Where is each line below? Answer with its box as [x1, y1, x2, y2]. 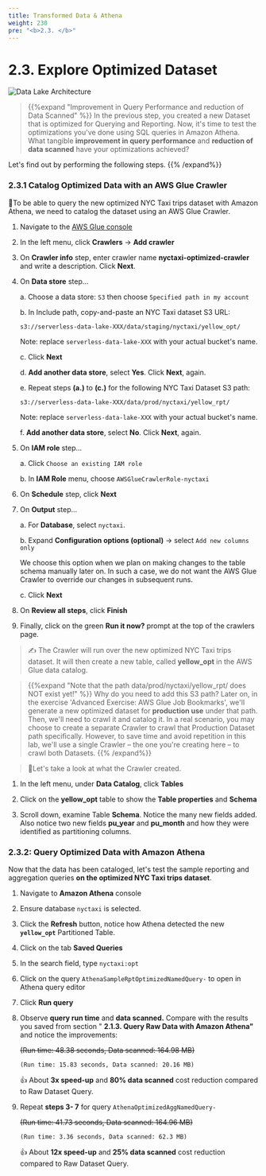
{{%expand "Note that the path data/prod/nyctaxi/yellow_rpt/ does [27, 681, 246, 690]
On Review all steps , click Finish [19, 605, 128, 615]
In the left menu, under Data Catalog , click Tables [19, 778, 184, 788]
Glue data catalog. [27, 665, 88, 674]
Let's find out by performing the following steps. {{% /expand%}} [8, 160, 222, 169]
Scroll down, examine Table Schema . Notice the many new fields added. [19, 809, 258, 819]
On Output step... [19, 504, 78, 514]
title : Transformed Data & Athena [8, 11, 123, 20]
